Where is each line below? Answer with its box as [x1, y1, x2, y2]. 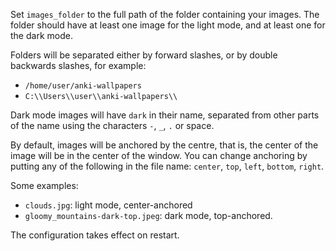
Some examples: [10, 180, 79, 191]
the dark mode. [10, 30, 73, 41]
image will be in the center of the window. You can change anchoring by [10, 150, 308, 161]
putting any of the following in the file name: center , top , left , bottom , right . [10, 160, 325, 172]
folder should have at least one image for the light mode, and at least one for [10, 19, 326, 31]
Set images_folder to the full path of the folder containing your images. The [10, 9, 320, 20]
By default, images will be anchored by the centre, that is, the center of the [10, 139, 319, 151]
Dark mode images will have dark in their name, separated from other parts [10, 109, 320, 121]
